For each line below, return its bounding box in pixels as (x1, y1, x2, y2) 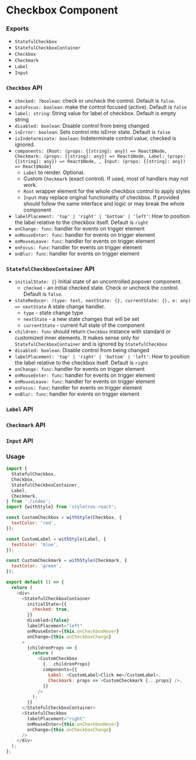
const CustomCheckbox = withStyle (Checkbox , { (6, 515, 122, 521)
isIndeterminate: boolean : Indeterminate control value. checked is (14, 135, 177, 142)
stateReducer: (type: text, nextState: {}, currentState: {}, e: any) (14, 298, 191, 304)
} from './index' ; (6, 498, 51, 504)
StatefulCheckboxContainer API (6, 265, 95, 273)
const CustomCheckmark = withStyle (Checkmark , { (6, 558, 127, 564)
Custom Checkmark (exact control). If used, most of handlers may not (23, 175, 189, 182)
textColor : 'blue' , (11, 541, 59, 547)
